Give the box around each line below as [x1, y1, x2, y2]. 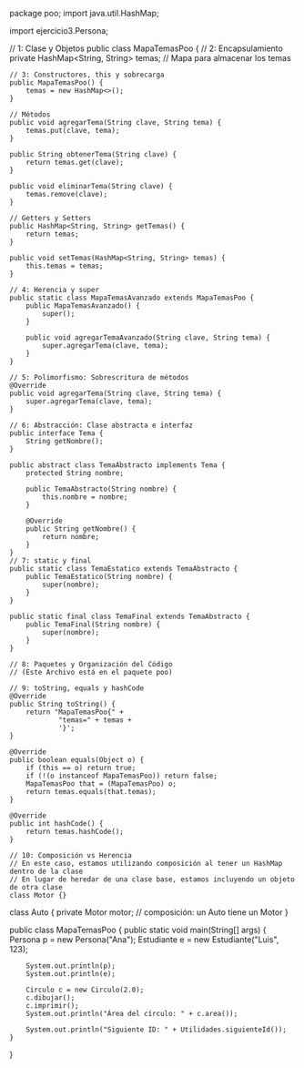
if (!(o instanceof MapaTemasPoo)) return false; [25, 771, 218, 780]
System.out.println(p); [25, 961, 117, 971]
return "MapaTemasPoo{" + [25, 707, 125, 717]
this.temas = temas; [25, 261, 104, 270]
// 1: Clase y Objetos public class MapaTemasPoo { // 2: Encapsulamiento [9, 43, 284, 54]
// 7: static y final [9, 556, 92, 565]
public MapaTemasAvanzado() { [25, 301, 141, 310]
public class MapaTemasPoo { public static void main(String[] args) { [9, 924, 267, 935]
